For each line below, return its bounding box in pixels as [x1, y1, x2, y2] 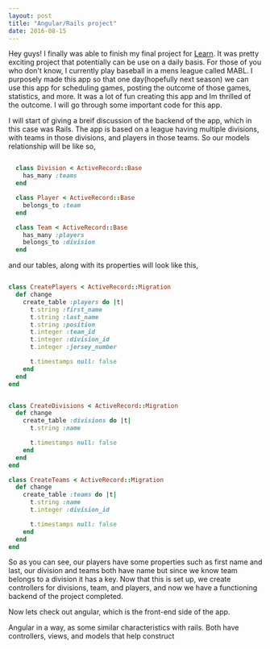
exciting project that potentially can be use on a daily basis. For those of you [8, 57, 262, 67]
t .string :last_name [29, 313, 99, 321]
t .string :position [29, 320, 95, 329]
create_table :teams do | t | [23, 491, 117, 499]
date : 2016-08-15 [8, 27, 67, 35]
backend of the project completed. [8, 592, 123, 601]
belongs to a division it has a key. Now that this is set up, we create [8, 574, 231, 585]
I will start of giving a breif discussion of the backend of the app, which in [8, 116, 252, 126]
